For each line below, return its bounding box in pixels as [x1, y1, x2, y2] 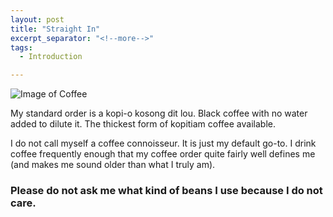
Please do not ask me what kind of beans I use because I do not [10, 184, 323, 198]
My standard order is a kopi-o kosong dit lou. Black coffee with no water [10, 107, 308, 120]
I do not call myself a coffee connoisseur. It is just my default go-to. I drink [10, 137, 317, 150]
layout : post [10, 14, 65, 25]
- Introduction [19, 52, 83, 62]
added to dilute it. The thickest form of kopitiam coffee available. [10, 118, 276, 130]
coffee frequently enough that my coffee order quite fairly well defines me [10, 148, 316, 160]
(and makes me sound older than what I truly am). [10, 159, 216, 171]
